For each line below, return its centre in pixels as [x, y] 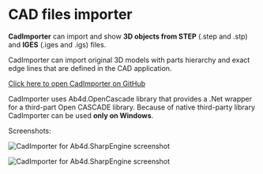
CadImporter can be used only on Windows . [81, 115]
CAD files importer [70, 15]
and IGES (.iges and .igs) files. [57, 44]
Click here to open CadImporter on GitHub [77, 83]
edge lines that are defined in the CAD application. [90, 68]
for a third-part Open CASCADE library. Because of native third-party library [131, 107]
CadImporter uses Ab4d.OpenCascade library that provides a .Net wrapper [130, 98]
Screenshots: [30, 131]
